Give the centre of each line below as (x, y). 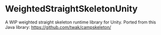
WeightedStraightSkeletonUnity (71, 9)
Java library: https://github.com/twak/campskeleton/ (58, 27)
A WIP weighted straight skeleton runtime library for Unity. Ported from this (80, 22)
